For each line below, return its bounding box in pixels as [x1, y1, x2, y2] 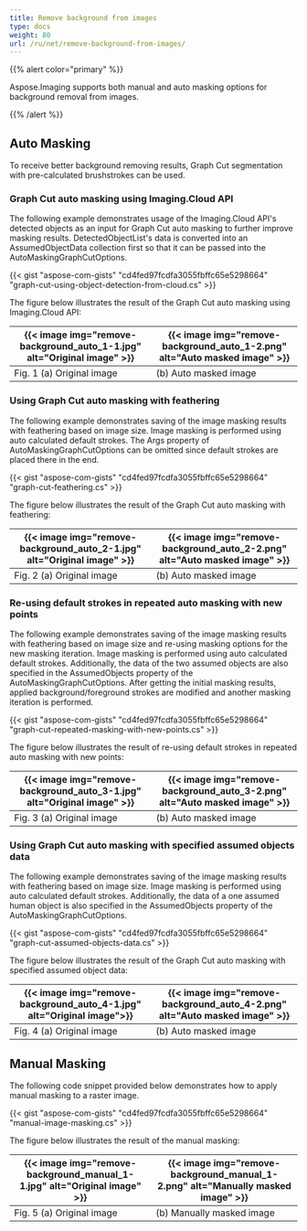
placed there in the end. [9, 454, 100, 465]
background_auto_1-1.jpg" [19, 340, 142, 353]
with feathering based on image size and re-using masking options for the [9, 637, 288, 649]
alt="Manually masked [190, 1180, 292, 1193]
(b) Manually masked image [154, 1206, 276, 1219]
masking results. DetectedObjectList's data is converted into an [9, 232, 249, 243]
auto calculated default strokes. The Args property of [9, 434, 210, 445]
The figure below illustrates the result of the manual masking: [9, 1135, 240, 1146]
